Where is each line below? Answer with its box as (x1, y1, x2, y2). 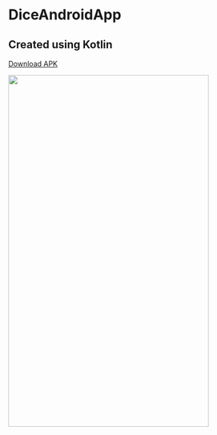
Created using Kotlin (8, 38, 113, 51)
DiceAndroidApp (8, 6, 122, 24)
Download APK (8, 59, 58, 68)
